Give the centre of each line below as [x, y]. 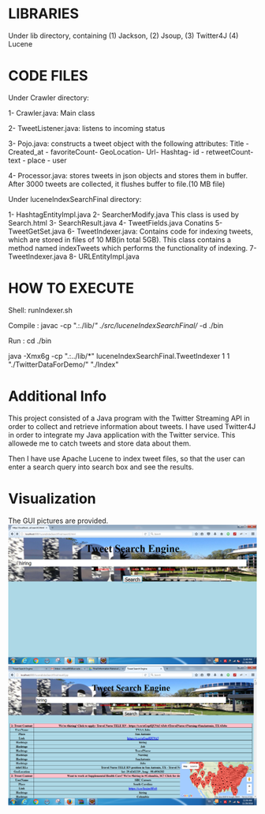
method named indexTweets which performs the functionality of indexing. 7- [132, 248]
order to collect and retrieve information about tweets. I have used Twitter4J [132, 426]
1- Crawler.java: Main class [52, 113]
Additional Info [58, 396]
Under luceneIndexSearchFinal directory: [75, 199]
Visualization [52, 498]
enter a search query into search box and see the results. [101, 467]
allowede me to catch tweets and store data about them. [100, 443]
